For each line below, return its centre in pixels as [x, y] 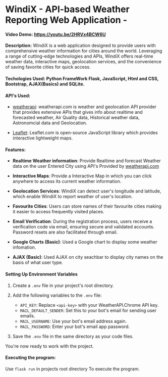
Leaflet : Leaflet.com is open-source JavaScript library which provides [85, 133]
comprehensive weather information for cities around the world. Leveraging [84, 51]
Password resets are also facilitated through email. [65, 232]
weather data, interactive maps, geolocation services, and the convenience [83, 62]
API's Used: [18, 96]
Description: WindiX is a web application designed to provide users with [81, 45]
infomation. [24, 247]
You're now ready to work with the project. [50, 346]
